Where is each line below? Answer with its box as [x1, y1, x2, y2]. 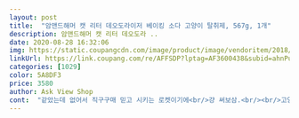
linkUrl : [9, 54, 42, 63]
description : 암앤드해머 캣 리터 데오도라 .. [9, 29, 158, 38]
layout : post [9, 12, 58, 22]
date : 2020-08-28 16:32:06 [9, 37, 109, 47]
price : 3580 [9, 79, 53, 88]
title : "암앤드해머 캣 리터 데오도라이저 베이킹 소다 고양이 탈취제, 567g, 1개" [9, 21, 271, 30]
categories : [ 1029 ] [9, 63, 82, 72]
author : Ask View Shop [9, 87, 93, 96]
